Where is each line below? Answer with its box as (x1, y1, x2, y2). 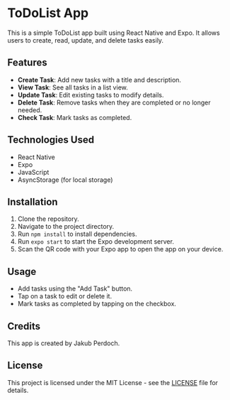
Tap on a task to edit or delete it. (17, 292, 112, 301)
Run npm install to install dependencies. (17, 229, 137, 239)
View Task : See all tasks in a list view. (17, 83, 129, 92)
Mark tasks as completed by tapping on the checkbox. (17, 300, 177, 308)
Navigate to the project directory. (17, 222, 115, 231)
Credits (7, 320, 41, 332)
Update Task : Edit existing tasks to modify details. (17, 90, 164, 99)
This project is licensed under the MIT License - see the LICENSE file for (7, 378, 218, 387)
